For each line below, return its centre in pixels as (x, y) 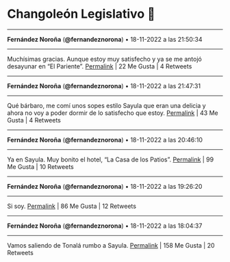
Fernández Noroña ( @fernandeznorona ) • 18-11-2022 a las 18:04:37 (105, 226)
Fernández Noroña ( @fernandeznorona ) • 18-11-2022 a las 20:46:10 (105, 140)
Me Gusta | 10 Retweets (40, 166)
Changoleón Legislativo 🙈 (81, 14)
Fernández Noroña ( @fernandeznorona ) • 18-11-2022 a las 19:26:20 (105, 186)
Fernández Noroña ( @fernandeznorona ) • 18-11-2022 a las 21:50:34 (105, 39)
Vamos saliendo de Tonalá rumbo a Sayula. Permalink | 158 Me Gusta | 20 (111, 245)
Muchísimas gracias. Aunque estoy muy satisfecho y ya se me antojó (104, 59)
